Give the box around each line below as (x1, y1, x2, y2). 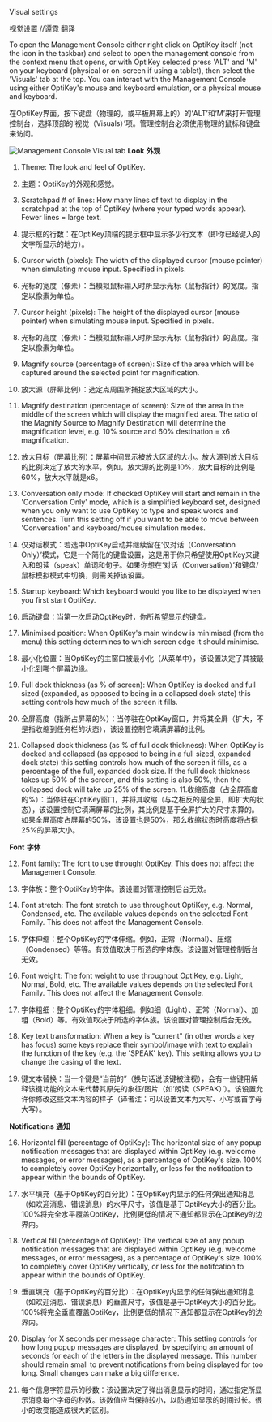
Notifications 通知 (9, 1122, 71, 1131)
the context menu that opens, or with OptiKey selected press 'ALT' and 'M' (9, 57, 257, 67)
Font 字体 (9, 842, 41, 852)
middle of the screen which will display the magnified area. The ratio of (20, 409, 258, 419)
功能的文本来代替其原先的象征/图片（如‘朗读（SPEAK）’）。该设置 (42, 1084, 257, 1093)
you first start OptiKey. (20, 595, 96, 604)
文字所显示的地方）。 (20, 240, 89, 249)
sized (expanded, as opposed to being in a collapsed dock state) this (20, 689, 251, 698)
